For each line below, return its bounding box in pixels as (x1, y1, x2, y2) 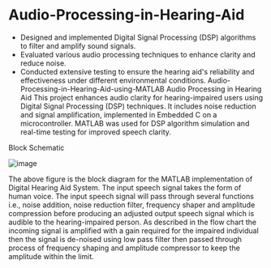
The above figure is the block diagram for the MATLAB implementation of (8, 174, 253, 184)
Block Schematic (8, 143, 65, 152)
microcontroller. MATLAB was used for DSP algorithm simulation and (19, 118, 250, 128)
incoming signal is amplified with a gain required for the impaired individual (8, 225, 260, 236)
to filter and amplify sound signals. (19, 40, 136, 50)
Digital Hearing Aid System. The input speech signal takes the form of (8, 182, 242, 192)
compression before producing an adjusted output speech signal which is (8, 208, 255, 218)
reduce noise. (19, 58, 67, 68)
